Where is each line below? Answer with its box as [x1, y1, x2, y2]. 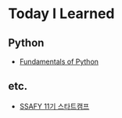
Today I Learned [8, 5, 115, 23]
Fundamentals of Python [19, 57, 99, 66]
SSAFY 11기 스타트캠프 [19, 101, 90, 111]
